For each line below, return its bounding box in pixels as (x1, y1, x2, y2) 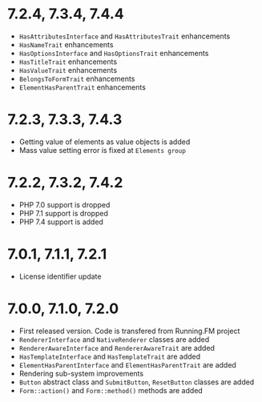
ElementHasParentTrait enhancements (18, 82, 146, 92)
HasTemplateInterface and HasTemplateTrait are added (18, 352, 201, 361)
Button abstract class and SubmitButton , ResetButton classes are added (18, 377, 255, 387)
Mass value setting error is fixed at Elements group (18, 145, 186, 155)
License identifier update (18, 271, 102, 281)
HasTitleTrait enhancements (18, 57, 118, 66)
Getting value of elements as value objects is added (18, 137, 191, 147)
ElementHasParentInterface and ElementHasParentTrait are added (18, 360, 237, 369)
